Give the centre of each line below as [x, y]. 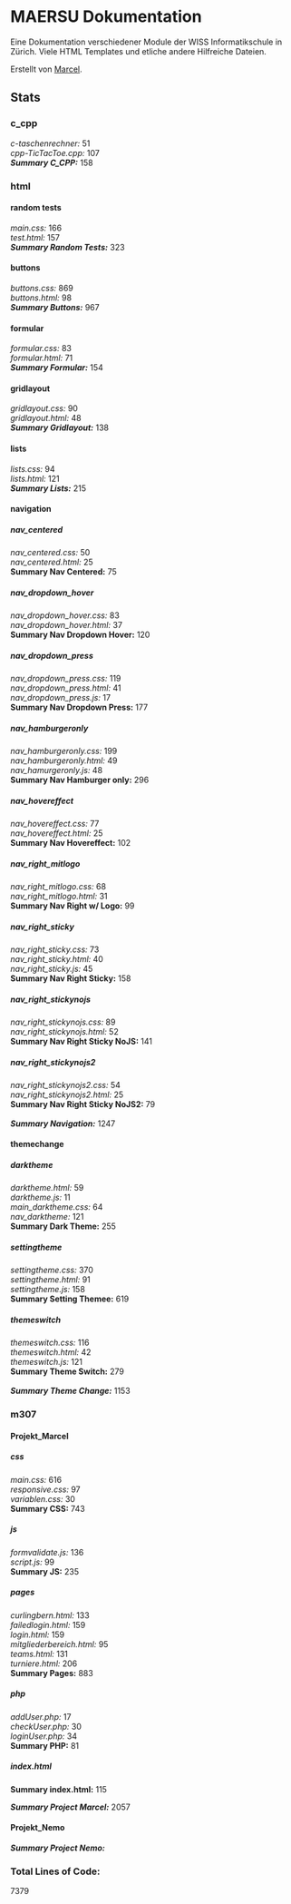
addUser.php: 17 [41, 1716]
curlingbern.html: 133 [50, 1615]
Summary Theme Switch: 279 [68, 1371]
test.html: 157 [35, 237]
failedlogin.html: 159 [48, 1624]
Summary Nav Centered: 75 [63, 572]
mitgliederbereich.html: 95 [59, 1644]
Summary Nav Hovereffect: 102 [71, 843]
